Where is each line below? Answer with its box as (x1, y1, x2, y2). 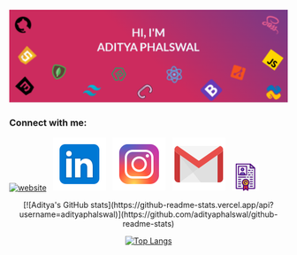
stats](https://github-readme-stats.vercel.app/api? (90, 199, 274, 210)
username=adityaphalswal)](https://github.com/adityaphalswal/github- (19, 209, 278, 220)
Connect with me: (9, 117, 88, 129)
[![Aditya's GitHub (23, 199, 89, 210)
